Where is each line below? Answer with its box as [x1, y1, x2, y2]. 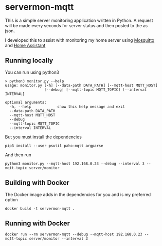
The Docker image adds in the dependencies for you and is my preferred [5, 191, 151, 197]
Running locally [5, 56, 54, 65]
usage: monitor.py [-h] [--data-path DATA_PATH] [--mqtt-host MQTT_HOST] [5, 83, 158, 88]
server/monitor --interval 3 [29, 236, 89, 241]
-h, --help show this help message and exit [9, 104, 125, 109]
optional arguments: [5, 100, 47, 105]
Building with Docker [5, 179, 70, 187]
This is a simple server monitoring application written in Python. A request [5, 17, 153, 23]
